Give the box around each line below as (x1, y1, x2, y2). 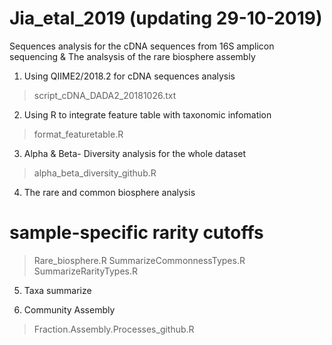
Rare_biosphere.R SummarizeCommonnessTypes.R (33, 254, 246, 266)
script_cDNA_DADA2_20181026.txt (33, 89, 177, 101)
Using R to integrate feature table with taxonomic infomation (23, 108, 272, 121)
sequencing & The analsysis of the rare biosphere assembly (9, 50, 256, 62)
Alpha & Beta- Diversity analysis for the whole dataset (23, 147, 247, 159)
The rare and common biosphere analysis (23, 186, 196, 198)
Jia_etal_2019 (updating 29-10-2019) (9, 7, 323, 30)
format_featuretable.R (33, 128, 124, 140)
